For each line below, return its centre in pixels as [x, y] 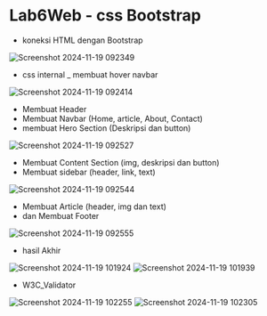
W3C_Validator [49, 285]
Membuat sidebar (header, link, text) [89, 172]
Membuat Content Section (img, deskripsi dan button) [121, 162]
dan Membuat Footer [61, 215]
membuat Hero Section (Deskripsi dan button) [106, 128]
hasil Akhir [41, 250]
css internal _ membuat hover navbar [90, 74]
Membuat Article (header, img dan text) [94, 207]
